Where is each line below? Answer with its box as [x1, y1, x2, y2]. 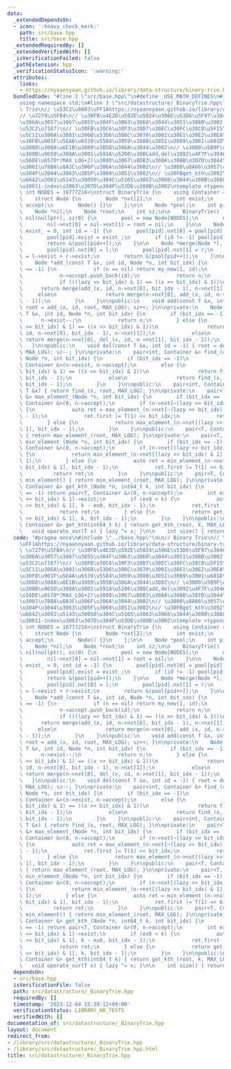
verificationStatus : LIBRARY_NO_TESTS [13, 1007, 125, 1014]
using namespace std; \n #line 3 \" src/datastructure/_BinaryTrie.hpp [19, 100, 220, 107]
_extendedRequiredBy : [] [13, 42, 85, 49]
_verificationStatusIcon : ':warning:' [13, 67, 125, 74]
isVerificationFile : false [13, 981, 91, 989]
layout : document [7, 1026, 57, 1033]
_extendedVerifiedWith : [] [13, 49, 91, 56]
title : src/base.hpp [19, 36, 78, 43]
